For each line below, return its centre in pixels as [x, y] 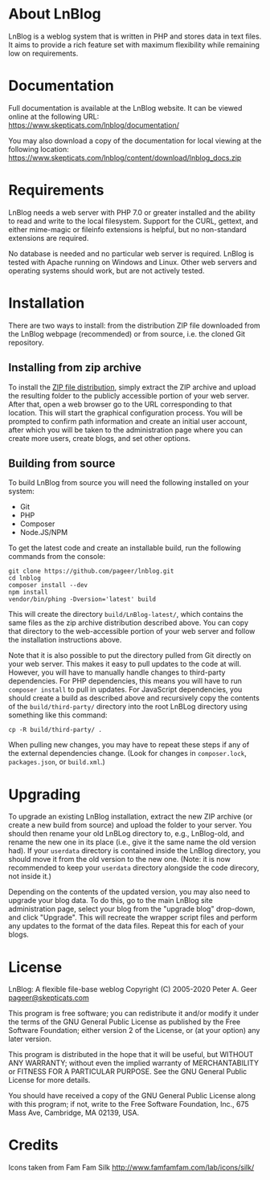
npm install [28, 592]
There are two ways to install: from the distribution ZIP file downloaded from [135, 325]
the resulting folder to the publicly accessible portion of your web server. [129, 395]
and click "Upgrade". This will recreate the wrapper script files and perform [133, 917]
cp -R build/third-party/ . [55, 730]
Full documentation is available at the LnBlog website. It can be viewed [125, 108]
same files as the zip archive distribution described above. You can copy [129, 623]
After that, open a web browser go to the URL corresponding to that [120, 404]
